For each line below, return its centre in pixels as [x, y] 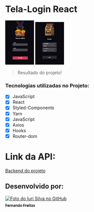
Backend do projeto [25, 170]
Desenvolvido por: [34, 186]
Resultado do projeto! [39, 73]
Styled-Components [33, 108]
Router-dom [25, 136]
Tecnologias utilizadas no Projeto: [47, 85]
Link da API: [30, 157]
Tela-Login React [41, 9]
